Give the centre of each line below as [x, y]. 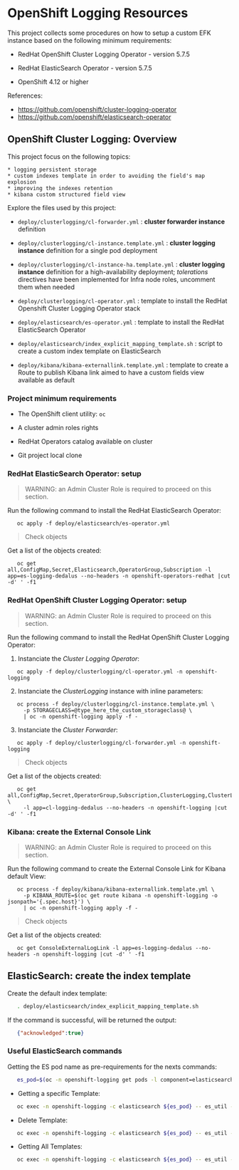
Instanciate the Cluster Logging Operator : [79, 658]
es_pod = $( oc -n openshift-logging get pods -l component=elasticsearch [125, 1080]
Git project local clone [50, 455]
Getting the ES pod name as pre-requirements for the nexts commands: [112, 1067]
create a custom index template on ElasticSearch [89, 351]
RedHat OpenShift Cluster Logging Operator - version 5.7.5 [103, 54]
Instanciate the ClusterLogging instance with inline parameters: [110, 691]
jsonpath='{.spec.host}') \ [49, 902]
